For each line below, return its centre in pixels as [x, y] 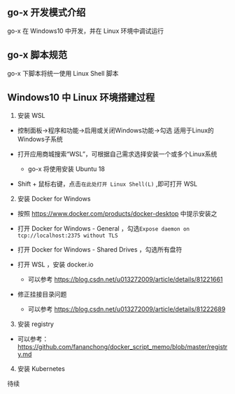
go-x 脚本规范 [37, 55]
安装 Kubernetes [41, 369]
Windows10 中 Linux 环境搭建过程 [81, 98]
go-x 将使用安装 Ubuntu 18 [66, 169]
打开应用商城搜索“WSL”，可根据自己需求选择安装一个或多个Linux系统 [117, 154]
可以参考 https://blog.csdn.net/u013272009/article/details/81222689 [127, 309]
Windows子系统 [40, 140]
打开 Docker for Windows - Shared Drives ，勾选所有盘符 [100, 250]
